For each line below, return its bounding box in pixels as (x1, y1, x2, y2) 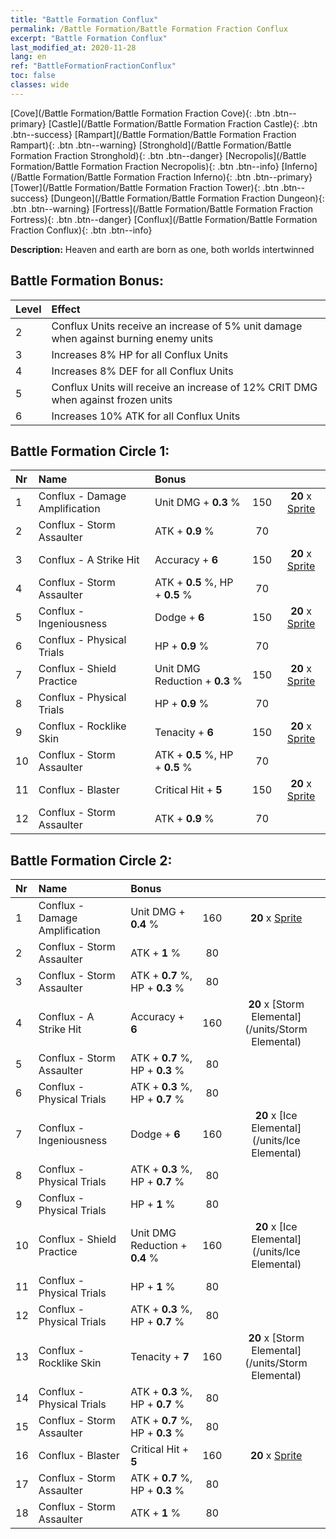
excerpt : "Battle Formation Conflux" (10, 33, 168, 43)
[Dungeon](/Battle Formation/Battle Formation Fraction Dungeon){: (50, 192, 325, 204)
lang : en (10, 52, 47, 62)
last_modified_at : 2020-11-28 (10, 42, 137, 53)
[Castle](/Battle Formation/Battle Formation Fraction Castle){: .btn (48, 117, 318, 130)
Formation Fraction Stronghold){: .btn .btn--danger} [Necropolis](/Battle (10, 149, 307, 161)
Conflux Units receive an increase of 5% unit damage (51, 319, 303, 333)
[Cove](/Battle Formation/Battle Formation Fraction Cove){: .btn (10, 107, 271, 119)
